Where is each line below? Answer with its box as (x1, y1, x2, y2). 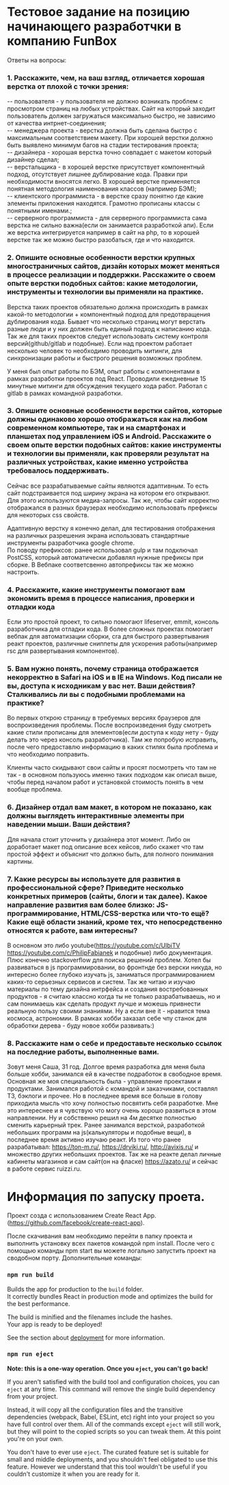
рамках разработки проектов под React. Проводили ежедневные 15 (7, 375, 206, 383)
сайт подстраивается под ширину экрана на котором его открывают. (7, 488, 211, 497)
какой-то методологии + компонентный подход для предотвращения (7, 310, 211, 318)
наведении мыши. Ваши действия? (7, 820, 131, 829)
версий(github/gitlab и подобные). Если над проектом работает (7, 339, 193, 347)
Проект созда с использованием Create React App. (7, 1211, 157, 1220)
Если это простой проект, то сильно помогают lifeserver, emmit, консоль (7, 618, 219, 626)
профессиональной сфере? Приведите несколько (7, 883, 184, 892)
